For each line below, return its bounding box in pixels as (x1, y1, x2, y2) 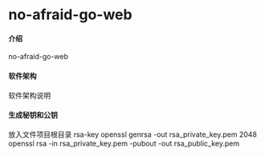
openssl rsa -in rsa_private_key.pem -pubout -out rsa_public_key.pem (8, 138, 240, 148)
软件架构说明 (8, 90, 51, 100)
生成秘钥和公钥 (8, 110, 58, 120)
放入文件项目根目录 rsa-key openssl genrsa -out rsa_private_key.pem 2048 (8, 130, 258, 139)
